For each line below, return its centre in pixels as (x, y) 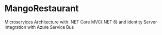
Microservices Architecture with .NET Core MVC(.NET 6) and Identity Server (81, 22)
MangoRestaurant (42, 9)
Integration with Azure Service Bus (39, 27)
